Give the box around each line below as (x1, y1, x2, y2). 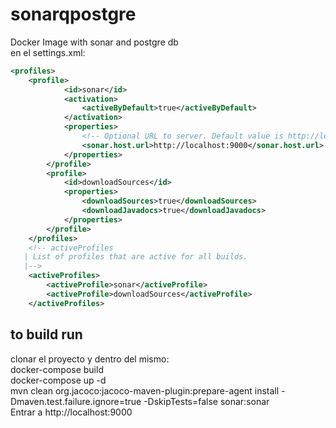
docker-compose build (10, 363, 104, 375)
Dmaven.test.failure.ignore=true (10, 395, 142, 407)
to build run (10, 326, 83, 343)
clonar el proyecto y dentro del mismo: (10, 353, 170, 365)
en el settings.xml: (10, 46, 86, 58)
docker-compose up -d (10, 374, 107, 386)
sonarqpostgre (10, 3, 137, 26)
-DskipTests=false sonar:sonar (143, 395, 270, 407)
